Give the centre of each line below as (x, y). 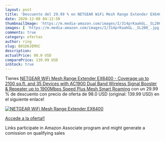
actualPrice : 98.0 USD (28, 55)
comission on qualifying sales (35, 133)
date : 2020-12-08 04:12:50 (33, 19)
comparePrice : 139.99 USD (31, 60)
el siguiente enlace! (25, 99)
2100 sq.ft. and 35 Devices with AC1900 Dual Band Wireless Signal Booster (81, 84)
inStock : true (20, 64)
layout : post (18, 10)
